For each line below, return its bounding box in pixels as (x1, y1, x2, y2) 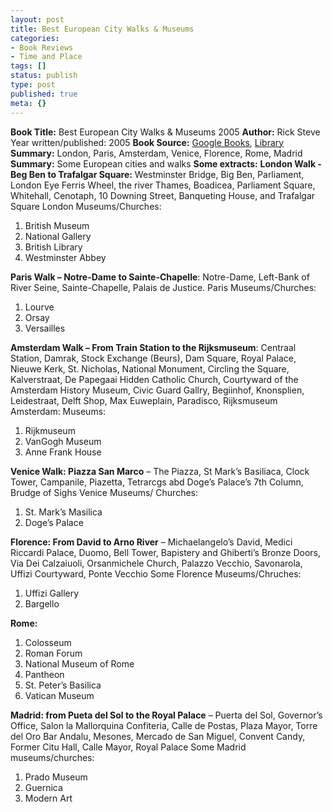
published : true (10, 89, 78, 99)
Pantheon (24, 668, 65, 680)
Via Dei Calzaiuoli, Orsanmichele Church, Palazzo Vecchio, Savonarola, (10, 557, 303, 569)
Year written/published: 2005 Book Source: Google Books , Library (10, 136, 285, 148)
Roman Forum (24, 647, 83, 659)
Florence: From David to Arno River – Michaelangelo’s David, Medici (10, 536, 293, 548)
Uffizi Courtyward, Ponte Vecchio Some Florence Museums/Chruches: (10, 567, 302, 580)
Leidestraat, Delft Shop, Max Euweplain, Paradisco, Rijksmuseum (10, 394, 278, 406)
